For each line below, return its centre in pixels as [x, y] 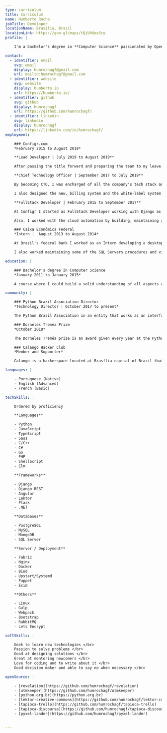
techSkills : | [20, 397]
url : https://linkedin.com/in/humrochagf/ [59, 130]
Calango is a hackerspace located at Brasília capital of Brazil [83, 361]
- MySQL [22, 530]
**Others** [25, 594]
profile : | [16, 38]
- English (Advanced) [36, 383]
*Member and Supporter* [39, 352]
